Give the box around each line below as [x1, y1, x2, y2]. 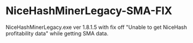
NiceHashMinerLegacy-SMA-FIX [5, 4, 173, 18]
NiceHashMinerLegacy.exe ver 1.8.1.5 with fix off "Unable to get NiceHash [5, 24, 188, 31]
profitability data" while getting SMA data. [5, 29, 109, 37]
